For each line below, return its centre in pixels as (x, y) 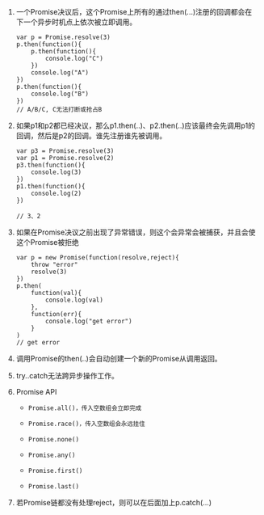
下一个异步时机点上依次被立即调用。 (76, 22)
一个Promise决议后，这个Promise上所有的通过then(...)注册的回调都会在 (134, 12)
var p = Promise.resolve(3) (63, 37)
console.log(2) (57, 193)
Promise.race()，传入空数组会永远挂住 (86, 424)
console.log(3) (57, 172)
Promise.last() (53, 487)
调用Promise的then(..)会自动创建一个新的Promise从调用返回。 (119, 359)
